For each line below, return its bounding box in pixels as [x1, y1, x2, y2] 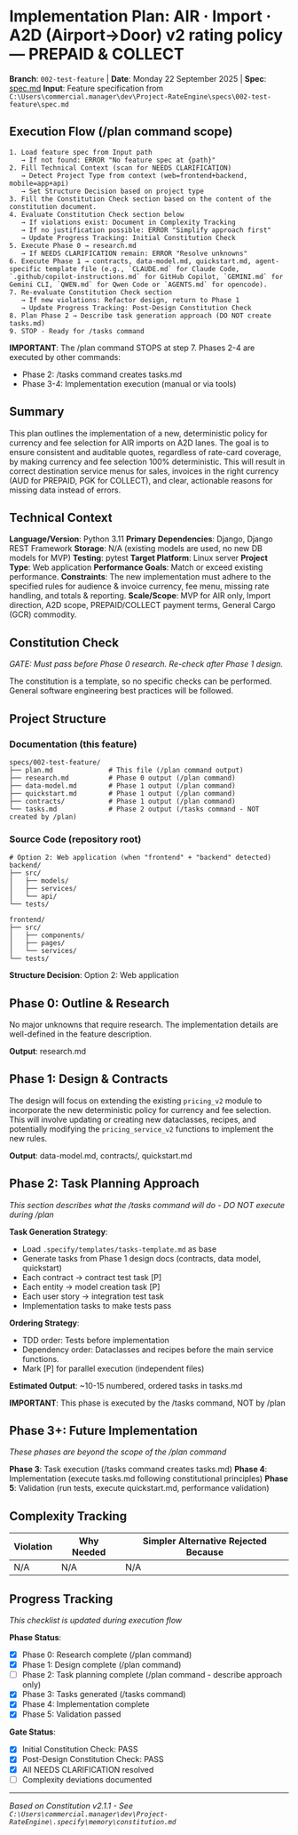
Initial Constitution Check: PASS [21, 1744, 138, 1755]
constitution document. [9, 202, 98, 211]
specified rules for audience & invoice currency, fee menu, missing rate [9, 581, 270, 592]
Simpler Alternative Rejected [142, 1535, 268, 1548]
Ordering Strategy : [9, 1318, 80, 1328]
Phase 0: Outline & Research [9, 996, 170, 1011]
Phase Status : [9, 1632, 62, 1643]
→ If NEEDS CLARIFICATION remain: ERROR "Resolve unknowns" [20, 249, 248, 258]
